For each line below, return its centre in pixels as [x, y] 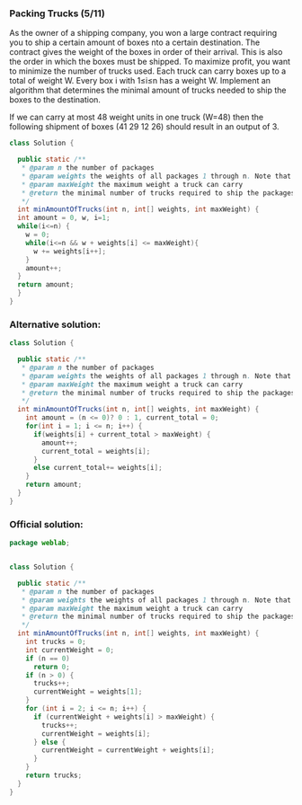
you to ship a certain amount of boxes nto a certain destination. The [135, 42]
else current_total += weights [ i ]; [98, 468]
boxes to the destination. [55, 100]
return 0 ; [51, 667]
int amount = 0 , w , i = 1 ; [64, 218]
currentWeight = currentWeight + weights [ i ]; [129, 750]
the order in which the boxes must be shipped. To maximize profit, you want [150, 62]
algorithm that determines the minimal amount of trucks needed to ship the [148, 90]
